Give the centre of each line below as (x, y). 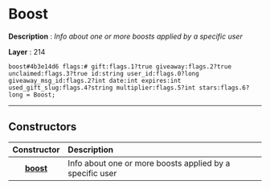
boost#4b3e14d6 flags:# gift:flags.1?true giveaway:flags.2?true (120, 66)
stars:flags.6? (224, 88)
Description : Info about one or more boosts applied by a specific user (125, 36)
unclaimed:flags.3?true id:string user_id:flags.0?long (104, 73)
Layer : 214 (27, 51)
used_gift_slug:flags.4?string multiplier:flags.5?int (102, 88)
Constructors (43, 127)
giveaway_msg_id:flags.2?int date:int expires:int (95, 80)
